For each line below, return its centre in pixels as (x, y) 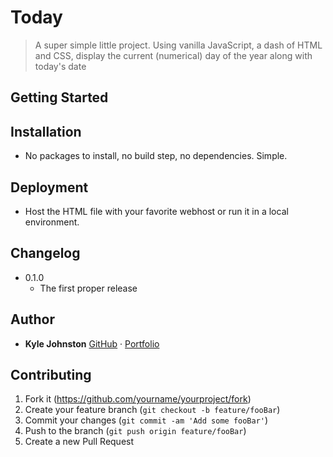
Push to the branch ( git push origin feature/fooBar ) (135, 431)
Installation (46, 131)
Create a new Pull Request (79, 442)
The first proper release (88, 288)
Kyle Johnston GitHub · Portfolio (92, 343)
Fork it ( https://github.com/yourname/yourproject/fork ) (138, 399)
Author (32, 319)
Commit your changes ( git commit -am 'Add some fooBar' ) (146, 420)
